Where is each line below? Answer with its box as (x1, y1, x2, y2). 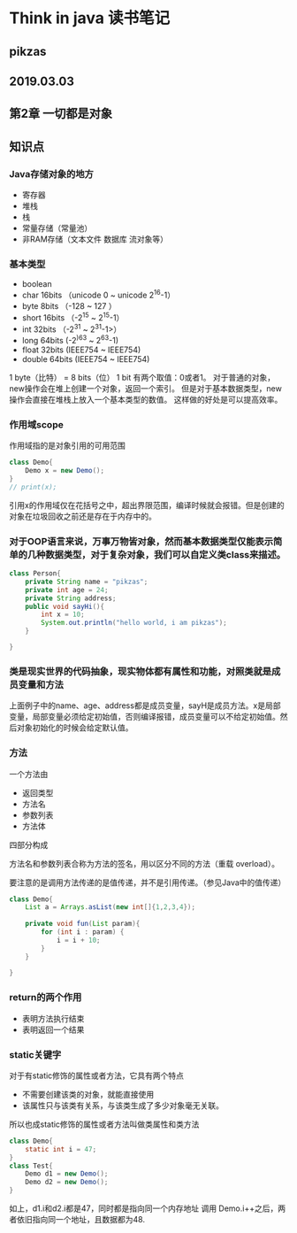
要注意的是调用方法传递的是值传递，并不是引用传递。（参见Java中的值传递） (9, 877, 286, 888)
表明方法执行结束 (21, 1013, 85, 1023)
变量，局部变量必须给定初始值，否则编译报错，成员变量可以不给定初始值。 (9, 712, 280, 722)
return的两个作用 (9, 991, 82, 1004)
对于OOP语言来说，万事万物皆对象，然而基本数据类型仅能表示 (9, 535, 274, 547)
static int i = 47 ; (25, 1144, 97, 1153)
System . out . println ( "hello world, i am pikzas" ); (41, 619, 227, 628)
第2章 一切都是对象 (9, 106, 113, 121)
